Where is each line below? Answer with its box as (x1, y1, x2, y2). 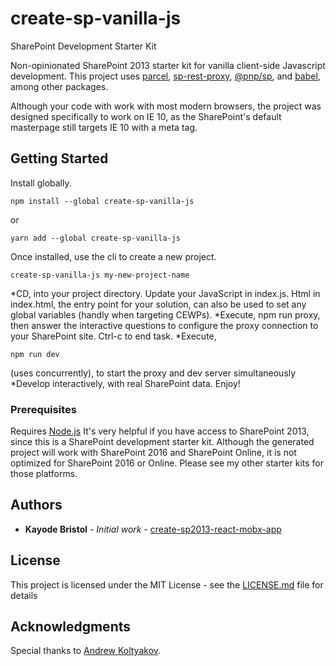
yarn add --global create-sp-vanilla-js (10, 233, 182, 243)
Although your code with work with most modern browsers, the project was (10, 100, 322, 112)
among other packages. (10, 80, 109, 92)
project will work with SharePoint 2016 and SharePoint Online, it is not (10, 447, 297, 459)
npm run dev (10, 349, 60, 359)
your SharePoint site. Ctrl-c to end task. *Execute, (10, 330, 217, 342)
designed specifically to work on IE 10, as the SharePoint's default (10, 110, 282, 122)
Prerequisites (10, 402, 77, 416)
